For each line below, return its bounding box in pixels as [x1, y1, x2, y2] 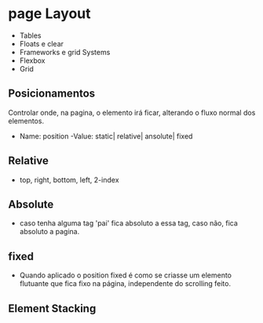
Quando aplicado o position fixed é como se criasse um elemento [19, 270, 232, 280]
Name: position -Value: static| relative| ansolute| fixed [19, 131, 193, 141]
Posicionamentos [8, 87, 96, 101]
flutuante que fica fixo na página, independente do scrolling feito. [19, 279, 232, 288]
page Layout [8, 5, 91, 23]
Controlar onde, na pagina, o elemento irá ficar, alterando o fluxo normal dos [8, 108, 256, 117]
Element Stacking [8, 302, 97, 315]
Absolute [8, 197, 54, 211]
